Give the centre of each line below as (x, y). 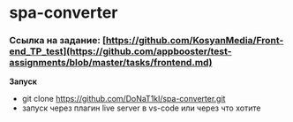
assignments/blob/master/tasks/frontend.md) (111, 63)
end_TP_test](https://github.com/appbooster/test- (120, 51)
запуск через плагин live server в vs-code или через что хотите (141, 108)
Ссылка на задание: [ (58, 41)
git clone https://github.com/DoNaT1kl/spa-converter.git (124, 99)
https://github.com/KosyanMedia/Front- (195, 41)
